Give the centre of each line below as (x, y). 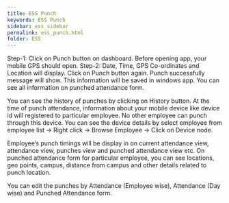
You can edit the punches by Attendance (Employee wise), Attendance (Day (114, 186)
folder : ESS (24, 39)
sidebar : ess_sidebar (38, 26)
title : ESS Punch (32, 13)
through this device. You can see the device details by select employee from (114, 123)
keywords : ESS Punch (37, 20)
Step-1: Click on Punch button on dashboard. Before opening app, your (107, 58)
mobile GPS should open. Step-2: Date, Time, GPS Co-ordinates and (103, 66)
